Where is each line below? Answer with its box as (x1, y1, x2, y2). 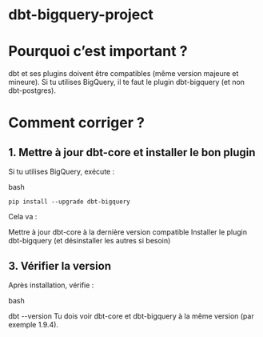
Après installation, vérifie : (8, 280, 94, 290)
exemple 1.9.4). (8, 319, 58, 329)
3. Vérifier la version (8, 259, 112, 273)
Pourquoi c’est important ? (8, 42, 188, 61)
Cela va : (8, 212, 38, 222)
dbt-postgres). (8, 86, 57, 95)
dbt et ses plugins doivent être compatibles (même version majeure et (8, 69, 239, 78)
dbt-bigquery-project (8, 6, 154, 24)
